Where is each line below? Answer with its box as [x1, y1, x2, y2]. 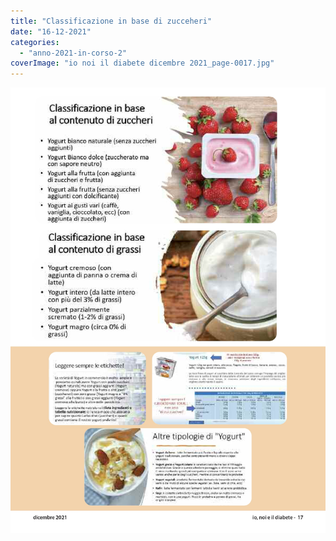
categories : [10, 37, 60, 47]
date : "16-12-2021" [10, 26, 92, 37]
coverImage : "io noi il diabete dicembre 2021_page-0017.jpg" [10, 58, 275, 69]
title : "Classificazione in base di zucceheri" [10, 16, 213, 26]
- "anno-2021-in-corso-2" [19, 48, 128, 58]
